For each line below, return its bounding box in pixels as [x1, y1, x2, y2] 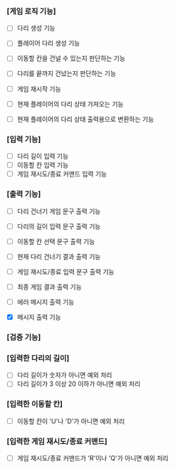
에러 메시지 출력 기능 [16, 297, 75, 306]
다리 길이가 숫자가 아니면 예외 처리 [16, 371, 112, 379]
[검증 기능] [6, 332, 41, 342]
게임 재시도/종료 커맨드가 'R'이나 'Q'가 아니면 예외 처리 [16, 454, 169, 463]
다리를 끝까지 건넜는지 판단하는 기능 [16, 69, 117, 78]
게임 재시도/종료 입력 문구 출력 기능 [16, 267, 115, 275]
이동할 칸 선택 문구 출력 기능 [16, 237, 95, 246]
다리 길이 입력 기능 [16, 152, 69, 161]
